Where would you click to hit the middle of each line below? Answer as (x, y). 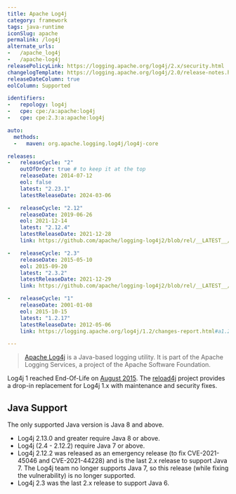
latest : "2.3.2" (44, 273)
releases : (22, 156)
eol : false (36, 182)
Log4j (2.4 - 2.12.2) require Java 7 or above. (81, 446)
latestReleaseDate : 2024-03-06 (66, 195)
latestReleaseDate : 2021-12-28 (66, 234)
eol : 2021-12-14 (44, 221)
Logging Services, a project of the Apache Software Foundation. (117, 365)
